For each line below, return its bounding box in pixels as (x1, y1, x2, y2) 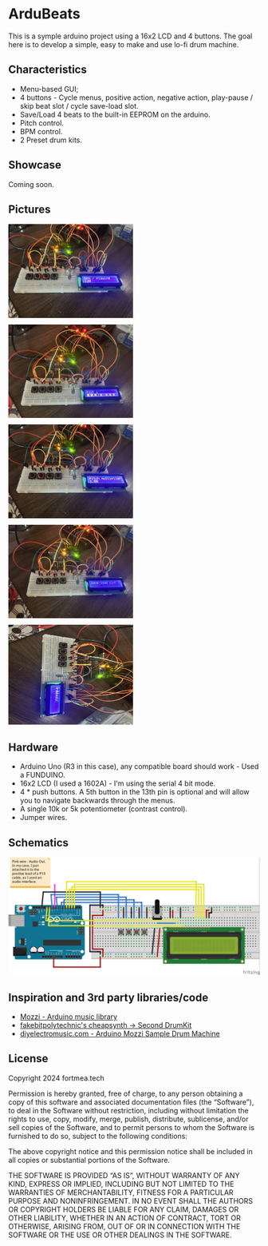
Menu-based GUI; (19, 84, 79, 94)
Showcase (8, 158, 62, 172)
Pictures (8, 202, 51, 216)
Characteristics (8, 63, 88, 77)
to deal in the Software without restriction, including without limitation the (8, 1105, 249, 1115)
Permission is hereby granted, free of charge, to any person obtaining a (8, 1089, 243, 1098)
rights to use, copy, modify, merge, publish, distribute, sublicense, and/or (8, 1114, 249, 1124)
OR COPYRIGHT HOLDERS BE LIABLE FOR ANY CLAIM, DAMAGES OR (8, 1204, 239, 1214)
